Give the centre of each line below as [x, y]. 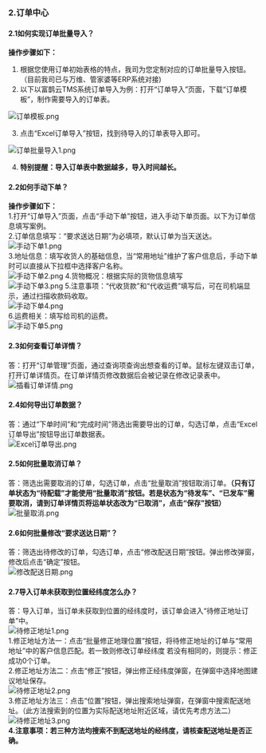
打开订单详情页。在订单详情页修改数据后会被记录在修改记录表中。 [116, 375]
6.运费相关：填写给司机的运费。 [61, 316]
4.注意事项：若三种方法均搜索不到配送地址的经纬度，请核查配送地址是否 [127, 731]
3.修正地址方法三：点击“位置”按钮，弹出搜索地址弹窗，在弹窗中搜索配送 [126, 701]
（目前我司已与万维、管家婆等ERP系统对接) [90, 79]
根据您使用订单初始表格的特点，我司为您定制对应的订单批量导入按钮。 [135, 69]
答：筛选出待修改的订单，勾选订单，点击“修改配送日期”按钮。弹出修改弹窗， [133, 552]
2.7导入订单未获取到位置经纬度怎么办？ [73, 592]
